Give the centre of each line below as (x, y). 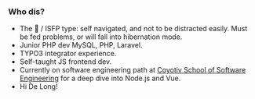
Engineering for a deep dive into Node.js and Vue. (100, 78)
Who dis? (27, 12)
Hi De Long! (38, 87)
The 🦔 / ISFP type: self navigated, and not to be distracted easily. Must (133, 29)
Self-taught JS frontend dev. (66, 62)
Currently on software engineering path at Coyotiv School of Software (133, 70)
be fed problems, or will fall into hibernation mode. (101, 37)
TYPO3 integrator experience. (68, 54)
